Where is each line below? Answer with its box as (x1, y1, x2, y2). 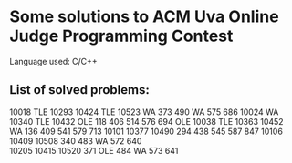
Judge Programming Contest (9, 25, 234, 46)
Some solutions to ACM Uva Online (9, 6, 280, 27)
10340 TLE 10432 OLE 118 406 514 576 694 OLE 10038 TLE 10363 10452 (9, 116, 285, 127)
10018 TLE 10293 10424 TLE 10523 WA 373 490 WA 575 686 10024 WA (9, 107, 279, 117)
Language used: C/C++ (9, 56, 98, 66)
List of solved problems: (9, 82, 151, 97)
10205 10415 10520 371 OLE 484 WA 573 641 (9, 145, 179, 156)
